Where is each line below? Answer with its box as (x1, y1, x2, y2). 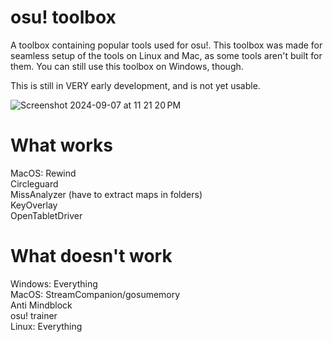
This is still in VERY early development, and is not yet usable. (10, 79, 261, 91)
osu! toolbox (10, 6, 117, 29)
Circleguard (10, 177, 59, 190)
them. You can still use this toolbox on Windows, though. (10, 60, 244, 72)
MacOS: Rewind (10, 167, 77, 179)
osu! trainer (10, 309, 58, 321)
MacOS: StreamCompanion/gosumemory (10, 288, 181, 300)
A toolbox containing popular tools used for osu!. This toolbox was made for (10, 39, 323, 51)
